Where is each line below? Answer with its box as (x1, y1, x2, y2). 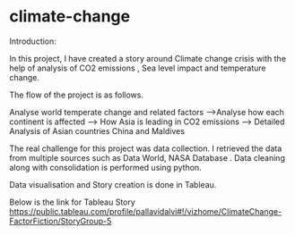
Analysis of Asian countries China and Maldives (9, 125, 186, 136)
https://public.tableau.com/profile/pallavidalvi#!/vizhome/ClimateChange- (9, 206, 282, 216)
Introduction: (9, 36, 56, 46)
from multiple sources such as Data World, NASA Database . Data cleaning (9, 152, 285, 163)
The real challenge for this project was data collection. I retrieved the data (9, 143, 282, 154)
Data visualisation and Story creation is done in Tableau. (9, 179, 217, 189)
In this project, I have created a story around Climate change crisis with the (9, 53, 287, 63)
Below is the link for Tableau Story (9, 197, 136, 207)
